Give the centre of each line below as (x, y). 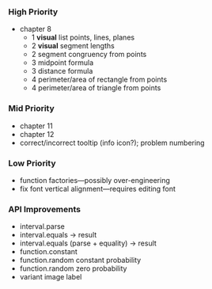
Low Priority (32, 163)
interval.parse (42, 226)
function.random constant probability (80, 260)
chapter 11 (36, 126)
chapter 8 (35, 29)
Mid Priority (32, 108)
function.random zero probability (73, 268)
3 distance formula (62, 71)
